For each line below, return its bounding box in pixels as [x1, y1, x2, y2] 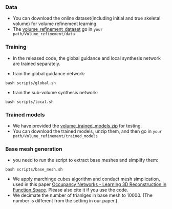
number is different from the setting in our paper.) [12, 198, 118, 204]
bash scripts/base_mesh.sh [5, 167, 63, 172]
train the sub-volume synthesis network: [12, 89, 98, 95]
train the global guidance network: [12, 70, 85, 76]
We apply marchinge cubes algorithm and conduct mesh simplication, [12, 176, 160, 182]
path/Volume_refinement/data [12, 32, 75, 37]
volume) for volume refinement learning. [12, 20, 98, 27]
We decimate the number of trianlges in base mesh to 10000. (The [12, 192, 153, 198]
